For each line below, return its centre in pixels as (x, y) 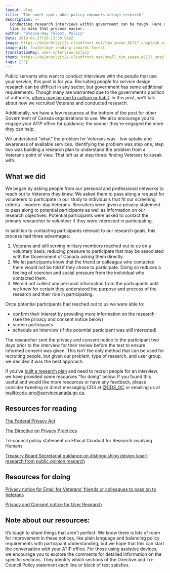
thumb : (12, 57)
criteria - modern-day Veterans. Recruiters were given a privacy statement (83, 205)
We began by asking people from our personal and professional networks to (84, 188)
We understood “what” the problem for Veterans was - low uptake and (78, 139)
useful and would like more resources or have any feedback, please (76, 382)
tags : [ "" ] (17, 62)
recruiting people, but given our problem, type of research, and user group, (84, 356)
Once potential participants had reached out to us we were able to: (75, 304)
